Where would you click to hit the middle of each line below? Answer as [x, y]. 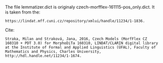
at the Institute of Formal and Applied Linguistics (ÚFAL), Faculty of [81, 47]
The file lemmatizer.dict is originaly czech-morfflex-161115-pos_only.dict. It [80, 7]
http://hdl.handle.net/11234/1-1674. [43, 56]
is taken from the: [23, 12]
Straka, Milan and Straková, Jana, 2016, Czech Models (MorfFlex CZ [76, 39]
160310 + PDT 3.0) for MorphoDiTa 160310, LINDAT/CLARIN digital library [82, 43]
